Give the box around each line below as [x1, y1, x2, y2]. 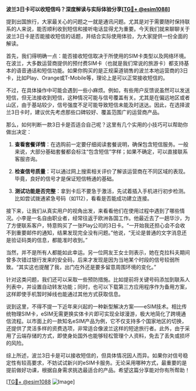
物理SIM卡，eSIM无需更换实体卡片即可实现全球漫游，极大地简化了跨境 [10, 310, 181, 317]
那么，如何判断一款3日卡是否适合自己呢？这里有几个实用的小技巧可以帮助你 [6, 121, 188, 128]
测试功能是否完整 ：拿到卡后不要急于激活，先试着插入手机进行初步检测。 [14, 188, 188, 195]
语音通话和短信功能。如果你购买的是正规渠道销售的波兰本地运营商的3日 [16, 67, 188, 74]
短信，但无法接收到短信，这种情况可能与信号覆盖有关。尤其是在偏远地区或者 [6, 94, 190, 101]
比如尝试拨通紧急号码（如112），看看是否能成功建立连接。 [14, 195, 153, 202]
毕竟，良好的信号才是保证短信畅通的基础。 [14, 175, 117, 182]
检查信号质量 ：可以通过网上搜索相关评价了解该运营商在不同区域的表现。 [14, 168, 188, 175]
